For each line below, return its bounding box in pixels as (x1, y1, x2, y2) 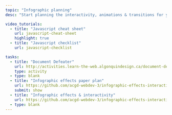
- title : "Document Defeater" (10, 59, 74, 64)
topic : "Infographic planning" (5, 7, 72, 13)
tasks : (5, 54, 19, 59)
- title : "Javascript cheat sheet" (10, 26, 86, 31)
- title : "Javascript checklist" (10, 40, 81, 46)
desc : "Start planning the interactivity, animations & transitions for (5, 12, 164, 17)
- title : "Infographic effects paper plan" (10, 78, 104, 83)
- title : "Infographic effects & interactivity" (10, 93, 116, 98)
